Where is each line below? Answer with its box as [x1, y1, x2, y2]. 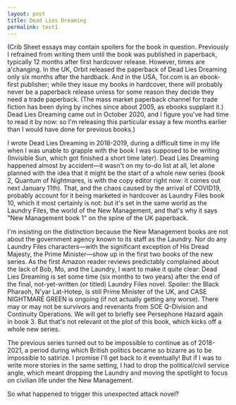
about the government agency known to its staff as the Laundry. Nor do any [7, 235, 228, 243]
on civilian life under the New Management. [7, 376, 134, 385]
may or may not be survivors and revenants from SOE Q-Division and [7, 303, 208, 311]
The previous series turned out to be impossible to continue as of [7, 339, 197, 347]
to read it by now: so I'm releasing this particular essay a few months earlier [7, 118, 228, 126]
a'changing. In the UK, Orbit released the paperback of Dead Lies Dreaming [7, 65, 228, 74]
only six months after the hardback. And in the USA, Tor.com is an [7, 73, 199, 81]
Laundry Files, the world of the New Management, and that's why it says [7, 206, 218, 215]
